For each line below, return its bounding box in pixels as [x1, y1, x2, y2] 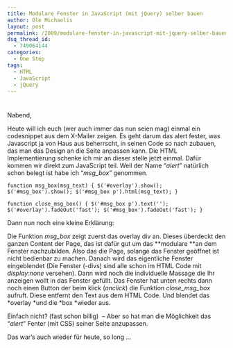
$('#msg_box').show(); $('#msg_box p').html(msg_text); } [7, 188, 178, 195]
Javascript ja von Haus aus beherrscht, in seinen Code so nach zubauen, [7, 140, 216, 148]
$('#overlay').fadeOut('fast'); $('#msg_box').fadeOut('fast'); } [7, 206, 203, 214]
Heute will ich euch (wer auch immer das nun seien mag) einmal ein [7, 124, 201, 133]
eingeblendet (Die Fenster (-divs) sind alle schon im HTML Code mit [7, 262, 202, 270]
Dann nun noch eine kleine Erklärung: [7, 219, 114, 227]
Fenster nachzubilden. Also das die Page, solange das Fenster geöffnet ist [7, 247, 220, 256]
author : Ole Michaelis [7, 17, 73, 24]
